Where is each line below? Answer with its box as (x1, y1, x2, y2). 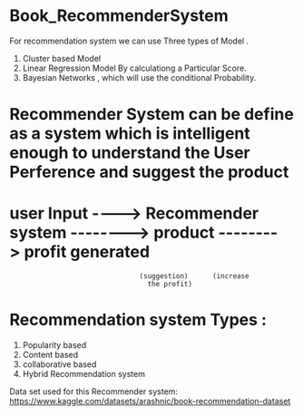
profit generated (24, 242, 151, 263)
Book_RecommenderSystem (9, 5, 229, 26)
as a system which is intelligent (9, 123, 251, 144)
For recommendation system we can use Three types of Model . (9, 35, 249, 46)
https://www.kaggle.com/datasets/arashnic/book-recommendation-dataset (9, 396, 291, 406)
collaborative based (22, 359, 97, 370)
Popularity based (22, 340, 87, 350)
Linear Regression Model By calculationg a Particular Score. (22, 63, 247, 73)
